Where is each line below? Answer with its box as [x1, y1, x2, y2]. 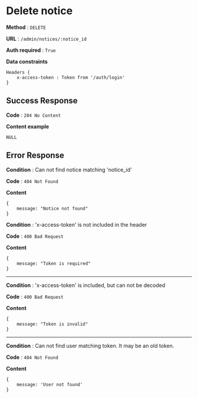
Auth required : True [6, 46, 56, 54]
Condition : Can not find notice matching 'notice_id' [6, 166, 133, 173]
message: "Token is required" [16, 260, 91, 266]
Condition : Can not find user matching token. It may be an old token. [6, 342, 174, 349]
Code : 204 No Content [6, 111, 61, 119]
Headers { [6, 69, 31, 75]
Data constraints [6, 58, 48, 65]
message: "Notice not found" [16, 205, 88, 211]
